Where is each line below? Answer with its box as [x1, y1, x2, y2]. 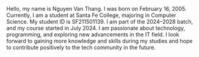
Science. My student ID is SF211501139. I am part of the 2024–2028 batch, [6, 18, 194, 25]
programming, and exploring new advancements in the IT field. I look [6, 31, 179, 38]
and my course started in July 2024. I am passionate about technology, [6, 24, 186, 32]
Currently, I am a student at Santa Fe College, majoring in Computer [6, 12, 176, 19]
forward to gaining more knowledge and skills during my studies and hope [6, 38, 193, 44]
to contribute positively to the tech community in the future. [6, 44, 156, 51]
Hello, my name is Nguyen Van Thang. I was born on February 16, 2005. [6, 5, 187, 12]
